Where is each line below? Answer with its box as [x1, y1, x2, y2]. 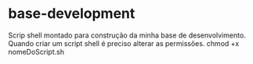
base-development [8, 5, 136, 23]
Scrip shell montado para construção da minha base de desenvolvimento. [8, 30, 247, 40]
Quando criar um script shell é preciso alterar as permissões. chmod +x [8, 38, 240, 48]
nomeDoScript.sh [8, 47, 65, 56]
